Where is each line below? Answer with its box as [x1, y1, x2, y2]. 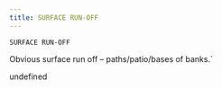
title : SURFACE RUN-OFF [9, 13, 99, 22]
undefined [9, 71, 48, 82]
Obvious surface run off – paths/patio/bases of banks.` [9, 53, 214, 64]
